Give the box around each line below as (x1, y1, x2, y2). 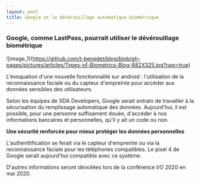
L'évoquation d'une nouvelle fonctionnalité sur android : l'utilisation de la (6, 73, 184, 80)
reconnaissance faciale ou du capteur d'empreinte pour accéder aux (6, 79, 175, 87)
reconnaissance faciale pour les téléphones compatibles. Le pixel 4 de (6, 146, 180, 153)
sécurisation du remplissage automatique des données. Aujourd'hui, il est (6, 103, 187, 110)
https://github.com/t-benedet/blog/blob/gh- (32, 55, 140, 62)
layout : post (6, 8, 39, 15)
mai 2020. (6, 169, 31, 177)
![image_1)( (6, 55, 33, 62)
